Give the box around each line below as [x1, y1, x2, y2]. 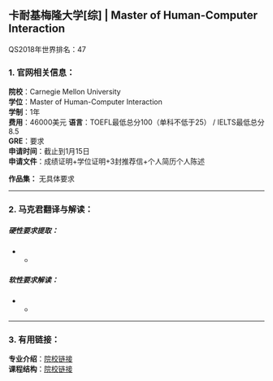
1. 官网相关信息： [8, 67, 76, 78]
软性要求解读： [8, 274, 58, 284]
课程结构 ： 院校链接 [8, 364, 73, 374]
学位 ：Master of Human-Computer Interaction [8, 97, 162, 107]
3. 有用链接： [8, 334, 60, 345]
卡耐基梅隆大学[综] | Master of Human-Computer [8, 8, 258, 23]
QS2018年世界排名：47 [8, 44, 87, 54]
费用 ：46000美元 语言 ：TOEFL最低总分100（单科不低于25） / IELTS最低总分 [8, 117, 265, 127]
